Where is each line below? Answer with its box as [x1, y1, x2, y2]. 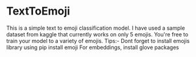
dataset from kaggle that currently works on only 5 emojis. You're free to [6, 30, 189, 38]
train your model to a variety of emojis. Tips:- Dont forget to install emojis [6, 37, 190, 44]
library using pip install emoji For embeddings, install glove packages [6, 44, 180, 51]
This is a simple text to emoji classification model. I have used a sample [6, 24, 186, 32]
